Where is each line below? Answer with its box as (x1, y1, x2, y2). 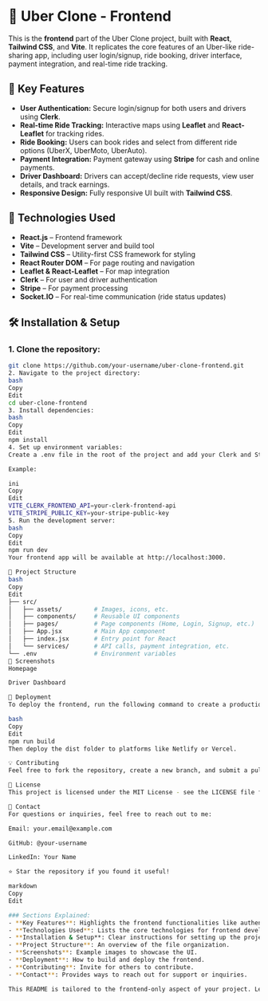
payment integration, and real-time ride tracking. (8, 59, 168, 69)
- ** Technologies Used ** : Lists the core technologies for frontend (8, 926, 241, 934)
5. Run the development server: (8, 516, 116, 525)
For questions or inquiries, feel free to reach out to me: (8, 810, 213, 818)
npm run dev (8, 546, 48, 554)
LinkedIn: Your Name (8, 853, 77, 861)
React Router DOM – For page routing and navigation (19, 258, 195, 267)
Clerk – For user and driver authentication (19, 274, 158, 284)
